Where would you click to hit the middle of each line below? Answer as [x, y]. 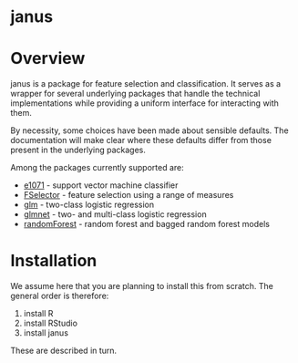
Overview [48, 59]
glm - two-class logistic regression [89, 205]
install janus [46, 333]
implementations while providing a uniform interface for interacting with [144, 103]
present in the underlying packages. [78, 150]
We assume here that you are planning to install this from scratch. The [142, 286]
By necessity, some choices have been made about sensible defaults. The [150, 130]
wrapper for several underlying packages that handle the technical [135, 94]
